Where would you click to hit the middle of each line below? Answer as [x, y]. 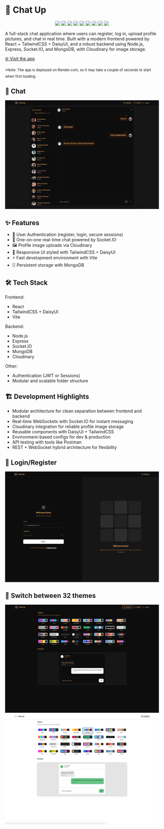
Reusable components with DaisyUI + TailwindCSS [63, 431]
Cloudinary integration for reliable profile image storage [68, 426]
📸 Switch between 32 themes [51, 595]
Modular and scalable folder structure [50, 381]
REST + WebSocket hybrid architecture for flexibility [64, 447]
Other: [11, 366]
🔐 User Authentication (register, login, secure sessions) [68, 234]
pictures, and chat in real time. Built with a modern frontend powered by [77, 39]
